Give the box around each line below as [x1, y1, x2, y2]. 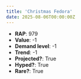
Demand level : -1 [14, 42, 57, 50]
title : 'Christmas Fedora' [6, 8, 73, 15]
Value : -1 [14, 36, 37, 43]
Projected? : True [14, 55, 57, 62]
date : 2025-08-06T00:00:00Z [6, 14, 76, 20]
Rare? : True [14, 67, 44, 74]
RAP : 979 [14, 30, 38, 37]
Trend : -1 [14, 49, 37, 56]
